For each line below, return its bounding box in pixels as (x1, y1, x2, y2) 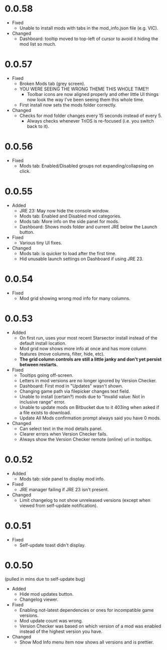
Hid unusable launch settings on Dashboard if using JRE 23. (19, 256, 143, 262)
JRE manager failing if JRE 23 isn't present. (19, 486, 109, 492)
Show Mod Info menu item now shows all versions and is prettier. (19, 639, 154, 645)
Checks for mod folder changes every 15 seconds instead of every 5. (19, 113, 162, 119)
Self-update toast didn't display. (19, 542, 86, 548)
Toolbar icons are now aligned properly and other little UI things (27, 91, 159, 97)
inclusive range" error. (19, 399, 66, 405)
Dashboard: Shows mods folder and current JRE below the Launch (19, 224, 157, 230)
